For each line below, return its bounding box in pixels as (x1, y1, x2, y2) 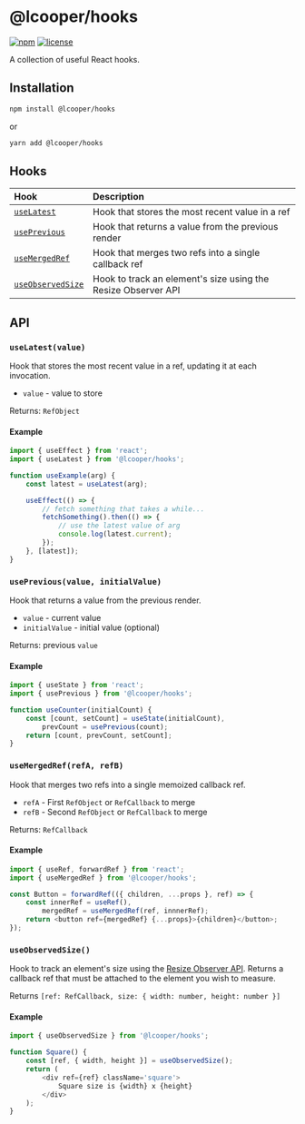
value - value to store (22, 388, 103, 399)
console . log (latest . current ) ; (57, 529, 172, 539)
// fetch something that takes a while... (42, 504, 205, 514)
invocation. (9, 370, 52, 380)
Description (92, 191, 145, 203)
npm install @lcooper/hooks (9, 104, 116, 113)
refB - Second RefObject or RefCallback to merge (22, 806, 208, 817)
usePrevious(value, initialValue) (9, 577, 162, 587)
